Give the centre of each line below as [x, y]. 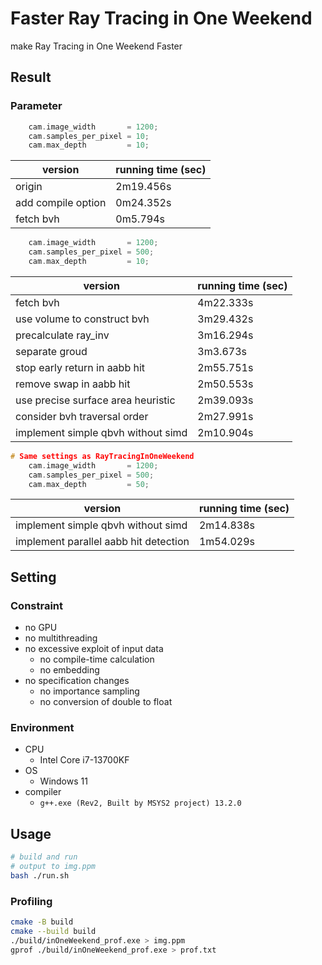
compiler [43, 792]
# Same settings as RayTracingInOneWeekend [102, 456]
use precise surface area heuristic [95, 400]
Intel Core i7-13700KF [84, 760]
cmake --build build [53, 931]
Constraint [37, 605]
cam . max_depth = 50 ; [89, 484]
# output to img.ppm [53, 867]
